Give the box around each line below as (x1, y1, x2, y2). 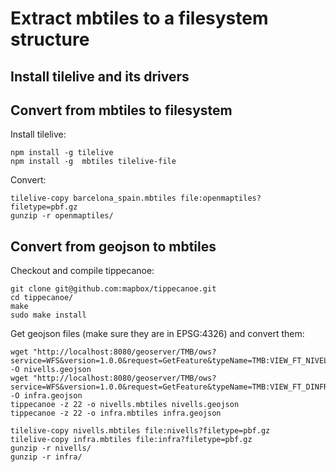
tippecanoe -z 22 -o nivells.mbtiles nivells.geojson (10, 400, 240, 410)
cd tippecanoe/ (10, 293, 74, 303)
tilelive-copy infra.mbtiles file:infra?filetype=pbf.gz (10, 435, 253, 445)
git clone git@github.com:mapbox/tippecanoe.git (10, 284, 217, 294)
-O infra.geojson (10, 391, 83, 401)
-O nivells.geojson (10, 365, 92, 375)
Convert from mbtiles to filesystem (10, 102, 233, 119)
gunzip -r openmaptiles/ (10, 211, 114, 221)
